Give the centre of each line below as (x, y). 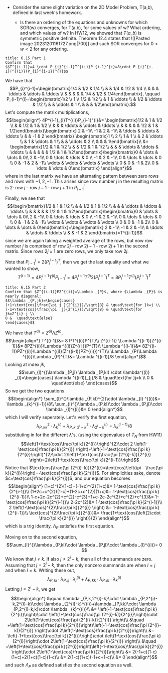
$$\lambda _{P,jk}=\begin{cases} (40, 301)
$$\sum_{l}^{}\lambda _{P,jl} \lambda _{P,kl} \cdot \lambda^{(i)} (84, 372)
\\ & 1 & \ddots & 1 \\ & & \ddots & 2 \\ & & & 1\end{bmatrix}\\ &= (84, 142)
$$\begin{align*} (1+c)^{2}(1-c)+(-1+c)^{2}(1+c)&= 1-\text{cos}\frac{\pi (81, 486)
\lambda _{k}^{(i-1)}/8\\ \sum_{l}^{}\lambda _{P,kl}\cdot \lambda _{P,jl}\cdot (84, 404)
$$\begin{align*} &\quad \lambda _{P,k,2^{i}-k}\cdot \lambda (74, 599)
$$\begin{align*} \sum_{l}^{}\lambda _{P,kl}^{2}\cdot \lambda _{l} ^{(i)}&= (84, 399)
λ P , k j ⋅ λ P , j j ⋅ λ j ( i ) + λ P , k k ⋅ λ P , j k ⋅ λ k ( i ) (84, 579)
